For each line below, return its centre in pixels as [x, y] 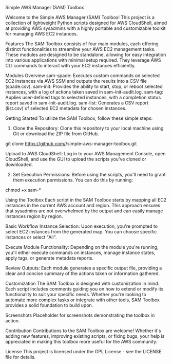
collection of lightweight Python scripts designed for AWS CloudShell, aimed [86, 23]
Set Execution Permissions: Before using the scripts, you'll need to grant [89, 175]
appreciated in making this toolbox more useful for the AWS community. [81, 342]
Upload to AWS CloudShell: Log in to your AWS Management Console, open [85, 153]
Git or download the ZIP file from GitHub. [56, 134]
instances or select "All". [31, 237]
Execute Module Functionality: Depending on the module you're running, [82, 247]
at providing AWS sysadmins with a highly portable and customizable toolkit [85, 28]
